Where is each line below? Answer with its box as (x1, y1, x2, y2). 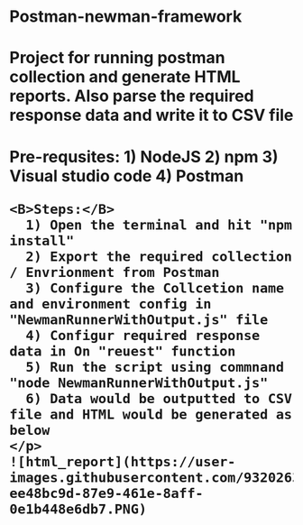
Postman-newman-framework (9, 6, 243, 27)
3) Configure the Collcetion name (25, 280, 285, 297)
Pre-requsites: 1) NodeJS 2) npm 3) (9, 146, 279, 167)
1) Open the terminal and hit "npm (25, 216, 293, 234)
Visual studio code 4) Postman (9, 165, 244, 186)
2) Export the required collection (25, 248, 293, 265)
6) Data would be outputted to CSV (25, 390, 293, 407)
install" (9, 232, 75, 249)
